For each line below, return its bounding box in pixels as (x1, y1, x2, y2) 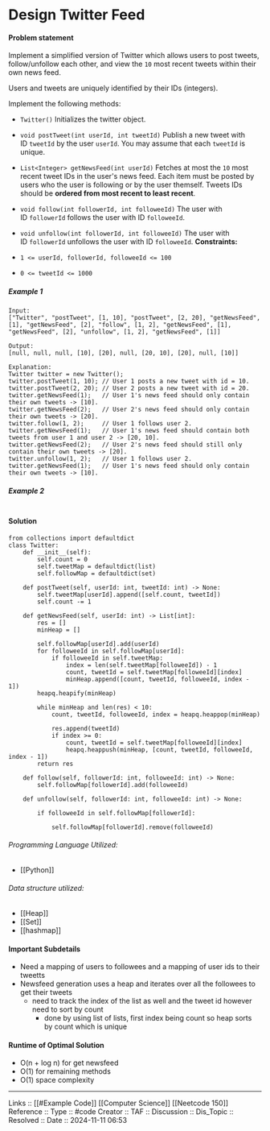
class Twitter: (8, 541, 59, 549)
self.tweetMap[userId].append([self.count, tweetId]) (37, 590, 221, 599)
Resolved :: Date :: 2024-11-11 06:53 (8, 1116, 127, 1125)
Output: (8, 342, 35, 350)
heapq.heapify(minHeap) (37, 689, 117, 698)
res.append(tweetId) (51, 724, 121, 732)
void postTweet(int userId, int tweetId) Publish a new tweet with (19, 130, 246, 140)
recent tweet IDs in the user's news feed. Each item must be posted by (19, 172, 255, 181)
